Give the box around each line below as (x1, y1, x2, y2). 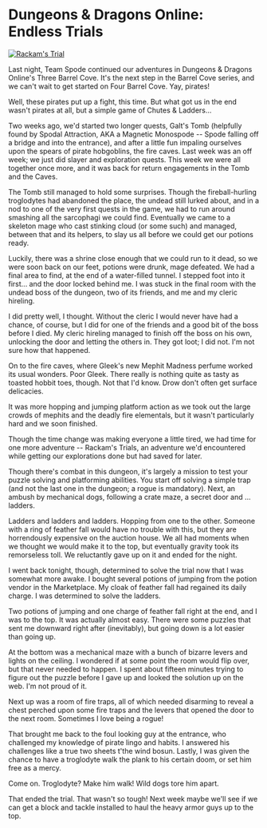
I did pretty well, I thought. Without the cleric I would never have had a (8, 311, 239, 321)
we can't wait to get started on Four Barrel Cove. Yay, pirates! (8, 81, 210, 91)
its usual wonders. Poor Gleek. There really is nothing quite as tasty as (8, 369, 239, 378)
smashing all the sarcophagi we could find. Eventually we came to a (8, 212, 231, 222)
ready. (8, 238, 29, 248)
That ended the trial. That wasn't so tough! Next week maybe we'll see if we (8, 794, 258, 803)
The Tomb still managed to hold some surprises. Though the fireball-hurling (8, 187, 257, 196)
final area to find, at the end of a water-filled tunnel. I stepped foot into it (8, 270, 245, 280)
